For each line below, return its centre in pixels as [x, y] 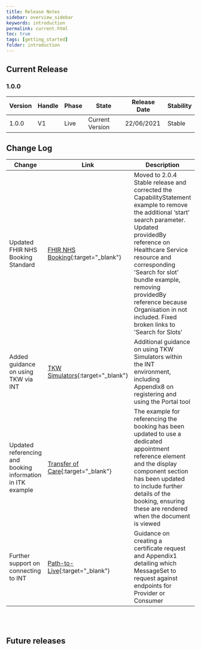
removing [147, 287]
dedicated [148, 442]
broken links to [154, 325]
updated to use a [157, 434]
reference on [152, 242]
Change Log [29, 148]
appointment [152, 449]
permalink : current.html [37, 28]
